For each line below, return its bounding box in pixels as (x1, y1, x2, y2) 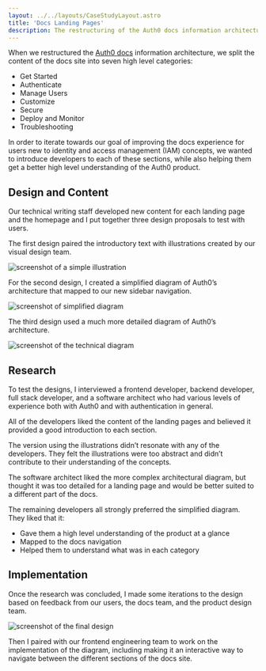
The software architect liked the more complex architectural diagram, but (8, 472, 247, 482)
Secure (19, 105, 44, 115)
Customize (19, 97, 55, 107)
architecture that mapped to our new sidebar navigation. (8, 286, 192, 296)
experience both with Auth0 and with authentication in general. (8, 401, 214, 411)
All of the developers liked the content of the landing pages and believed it (8, 417, 251, 426)
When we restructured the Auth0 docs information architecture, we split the (8, 48, 255, 58)
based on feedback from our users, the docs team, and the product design (8, 597, 252, 607)
